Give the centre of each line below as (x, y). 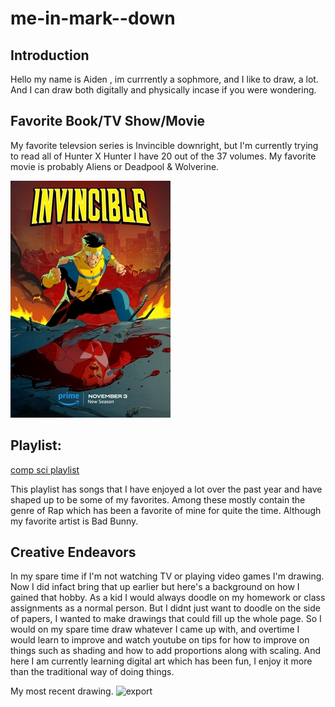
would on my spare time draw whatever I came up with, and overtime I (155, 629)
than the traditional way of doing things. (92, 672)
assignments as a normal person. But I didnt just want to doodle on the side (165, 608)
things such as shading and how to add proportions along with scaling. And (165, 651)
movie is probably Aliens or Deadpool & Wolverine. (115, 166)
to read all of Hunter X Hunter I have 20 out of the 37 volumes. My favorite (163, 156)
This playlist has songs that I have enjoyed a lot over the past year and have (166, 489)
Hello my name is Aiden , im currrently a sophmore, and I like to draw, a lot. (164, 79)
